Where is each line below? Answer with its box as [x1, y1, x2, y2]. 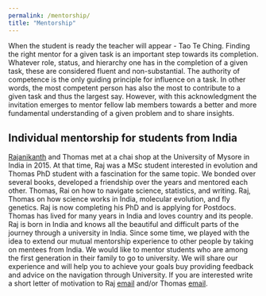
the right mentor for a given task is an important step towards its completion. [8, 49, 259, 59]
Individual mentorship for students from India [8, 131, 238, 144]
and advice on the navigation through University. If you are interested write [8, 271, 253, 280]
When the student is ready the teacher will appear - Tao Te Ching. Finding [8, 40, 250, 50]
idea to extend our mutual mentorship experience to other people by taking [8, 236, 254, 246]
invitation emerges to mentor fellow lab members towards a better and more [8, 100, 257, 110]
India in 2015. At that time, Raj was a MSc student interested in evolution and [8, 160, 258, 171]
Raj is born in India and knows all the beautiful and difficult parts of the [8, 220, 240, 229]
